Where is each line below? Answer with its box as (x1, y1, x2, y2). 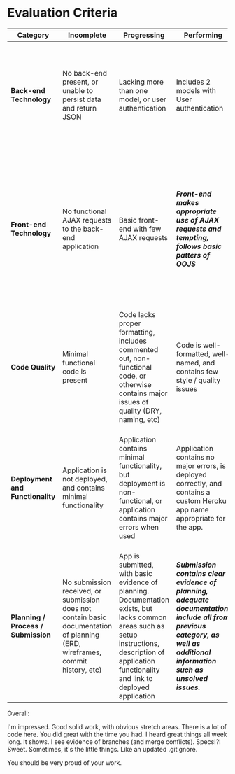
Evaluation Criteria (7, 5, 117, 21)
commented (118, 344, 159, 354)
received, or (62, 586, 102, 596)
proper (118, 318, 141, 328)
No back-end (62, 68, 107, 78)
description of (118, 647, 165, 657)
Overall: (7, 709, 30, 717)
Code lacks (118, 309, 156, 319)
